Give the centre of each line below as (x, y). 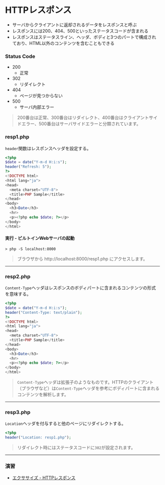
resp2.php (18, 276)
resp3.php (18, 412)
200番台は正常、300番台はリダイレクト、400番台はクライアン (81, 118)
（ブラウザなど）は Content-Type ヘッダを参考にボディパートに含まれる (88, 388)
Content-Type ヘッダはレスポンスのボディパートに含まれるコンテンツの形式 (81, 288)
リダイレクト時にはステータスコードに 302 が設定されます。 (76, 448)
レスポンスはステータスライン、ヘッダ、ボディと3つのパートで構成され (84, 37)
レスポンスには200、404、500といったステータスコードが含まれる (80, 31)
